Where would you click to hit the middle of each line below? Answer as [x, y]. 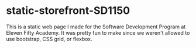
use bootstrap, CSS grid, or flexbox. [49, 39]
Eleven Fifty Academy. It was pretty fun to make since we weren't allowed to [98, 32]
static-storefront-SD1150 [68, 11]
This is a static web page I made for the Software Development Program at [96, 27]
